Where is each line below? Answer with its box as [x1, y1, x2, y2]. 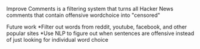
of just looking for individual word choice [6, 36, 108, 43]
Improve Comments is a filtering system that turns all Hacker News [6, 5, 174, 12]
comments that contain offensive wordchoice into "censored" [6, 11, 160, 19]
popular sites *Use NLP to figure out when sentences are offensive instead [6, 30, 195, 37]
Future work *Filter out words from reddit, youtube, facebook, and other [6, 24, 187, 30]
